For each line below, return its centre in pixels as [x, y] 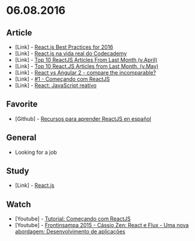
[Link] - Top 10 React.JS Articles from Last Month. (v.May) [87, 66]
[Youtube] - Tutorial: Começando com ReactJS [73, 219]
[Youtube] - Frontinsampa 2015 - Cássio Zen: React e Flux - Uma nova [102, 225]
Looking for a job [36, 152]
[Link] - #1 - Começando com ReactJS [62, 79]
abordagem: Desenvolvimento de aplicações [70, 231]
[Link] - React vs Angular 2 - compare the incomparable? [85, 72]
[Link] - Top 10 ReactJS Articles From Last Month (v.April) [86, 60]
